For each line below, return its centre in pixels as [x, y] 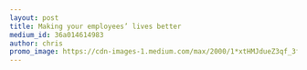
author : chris [37, 43]
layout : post [34, 18]
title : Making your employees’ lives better [95, 26]
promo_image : [34, 52]
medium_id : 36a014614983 [57, 35]
